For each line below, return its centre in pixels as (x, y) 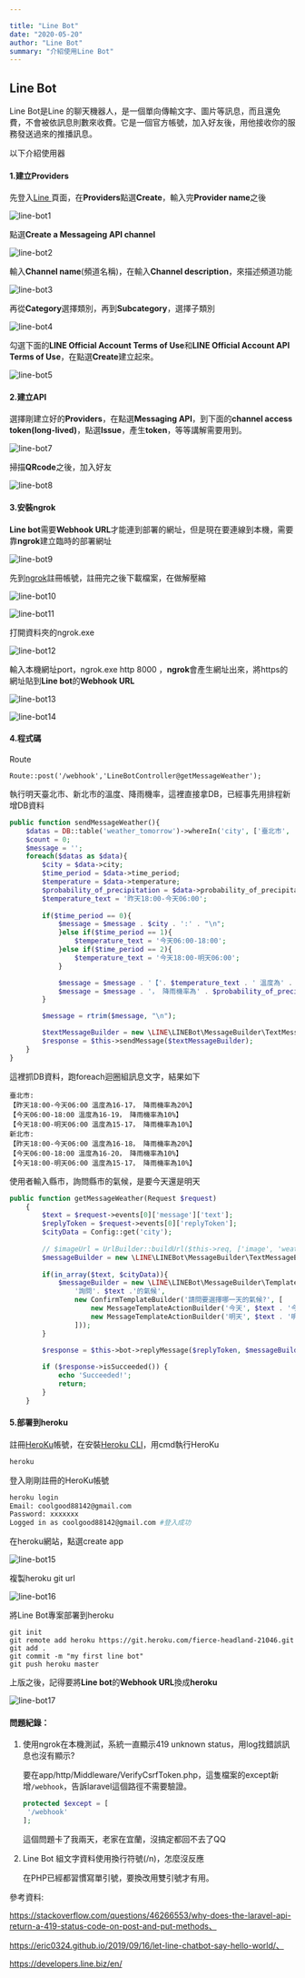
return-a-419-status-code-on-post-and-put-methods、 (113, 1926)
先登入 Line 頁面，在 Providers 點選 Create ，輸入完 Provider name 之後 (138, 197)
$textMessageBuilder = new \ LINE (105, 1033)
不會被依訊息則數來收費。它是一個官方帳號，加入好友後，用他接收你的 (156, 123)
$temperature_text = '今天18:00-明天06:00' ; (157, 958)
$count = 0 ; (48, 839)
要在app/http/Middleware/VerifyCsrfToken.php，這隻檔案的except (147, 1775)
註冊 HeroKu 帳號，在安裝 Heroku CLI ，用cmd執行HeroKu (114, 1444)
